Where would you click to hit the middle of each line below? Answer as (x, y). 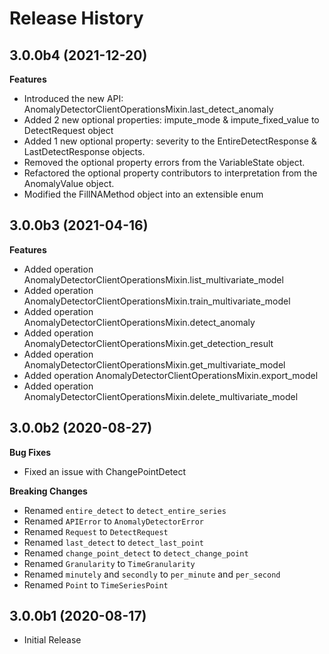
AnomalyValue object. (69, 183)
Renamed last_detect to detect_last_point (114, 542)
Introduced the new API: (73, 98)
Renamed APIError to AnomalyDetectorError (114, 521)
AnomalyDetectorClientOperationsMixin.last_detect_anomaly (148, 109)
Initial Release (52, 640)
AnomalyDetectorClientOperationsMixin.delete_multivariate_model (161, 396)
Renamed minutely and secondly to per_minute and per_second (152, 574)
